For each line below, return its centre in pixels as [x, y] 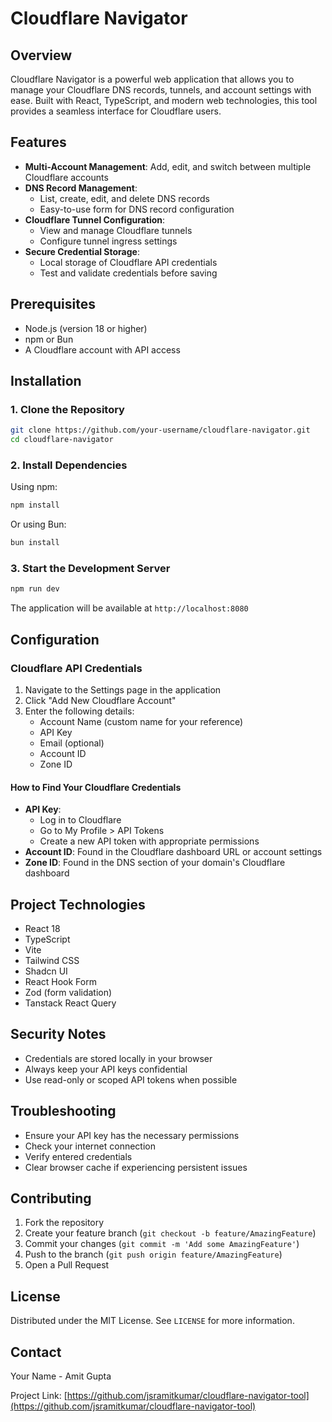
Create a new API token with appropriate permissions [149, 841]
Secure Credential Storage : [82, 251]
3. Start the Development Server [90, 569]
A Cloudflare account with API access [102, 349]
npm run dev [35, 589]
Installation [46, 381]
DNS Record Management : [81, 188]
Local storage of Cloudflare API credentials [128, 262]
